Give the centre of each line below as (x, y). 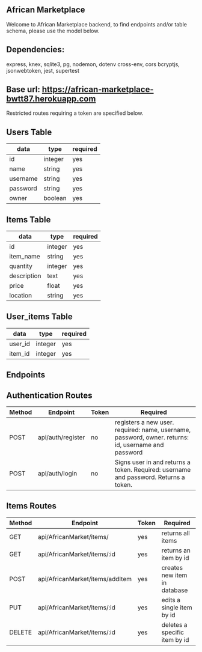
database (175, 590)
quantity (21, 266)
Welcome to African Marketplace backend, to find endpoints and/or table (97, 24)
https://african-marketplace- (98, 90)
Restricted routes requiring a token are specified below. (75, 113)
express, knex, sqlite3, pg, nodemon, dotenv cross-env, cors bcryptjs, (93, 64)
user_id (20, 344)
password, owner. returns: (152, 437)
